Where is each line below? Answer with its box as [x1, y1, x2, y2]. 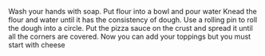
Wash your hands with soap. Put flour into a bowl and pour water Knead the [8, 7, 257, 16]
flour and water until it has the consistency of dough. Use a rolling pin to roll [8, 15, 258, 24]
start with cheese [8, 40, 65, 50]
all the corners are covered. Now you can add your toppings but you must [8, 32, 251, 41]
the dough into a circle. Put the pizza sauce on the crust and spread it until [8, 24, 253, 32]
